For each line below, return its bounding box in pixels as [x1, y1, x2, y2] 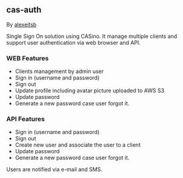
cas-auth [6, 5, 42, 15]
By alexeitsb [6, 21, 37, 28]
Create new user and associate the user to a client [15, 141, 141, 148]
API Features [6, 115, 45, 123]
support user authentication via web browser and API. [6, 39, 141, 46]
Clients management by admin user [15, 68, 104, 75]
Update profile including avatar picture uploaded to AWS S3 [15, 87, 165, 94]
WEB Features [6, 54, 49, 62]
